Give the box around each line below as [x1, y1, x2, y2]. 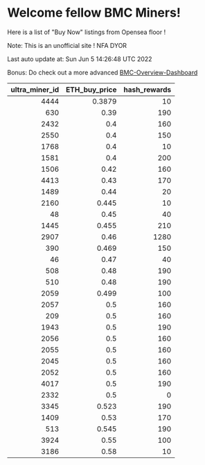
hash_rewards [123, 85, 172, 95]
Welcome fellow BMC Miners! [7, 5, 181, 21]
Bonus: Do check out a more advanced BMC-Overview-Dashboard [7, 68, 198, 76]
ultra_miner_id [10, 85, 60, 95]
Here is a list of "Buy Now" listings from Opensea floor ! [7, 28, 166, 36]
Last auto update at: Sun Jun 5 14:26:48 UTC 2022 [7, 54, 152, 63]
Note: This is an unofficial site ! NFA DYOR [7, 41, 127, 49]
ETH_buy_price [65, 85, 117, 95]
